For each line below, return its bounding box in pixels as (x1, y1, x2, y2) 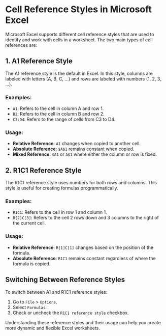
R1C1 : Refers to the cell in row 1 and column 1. (12, 209, 108, 215)
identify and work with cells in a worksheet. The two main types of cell (5, 37, 153, 43)
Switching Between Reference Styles (5, 275, 125, 284)
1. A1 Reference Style (5, 57, 73, 66)
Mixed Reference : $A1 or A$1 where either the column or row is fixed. (12, 151, 157, 157)
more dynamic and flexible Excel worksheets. (5, 325, 101, 331)
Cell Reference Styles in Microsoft (5, 4, 152, 15)
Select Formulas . (12, 304, 47, 310)
